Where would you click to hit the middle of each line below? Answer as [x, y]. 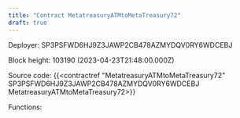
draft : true [28, 23]
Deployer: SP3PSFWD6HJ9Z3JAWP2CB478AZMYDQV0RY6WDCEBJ [120, 45]
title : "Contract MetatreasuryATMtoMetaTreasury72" [94, 15]
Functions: [25, 107]
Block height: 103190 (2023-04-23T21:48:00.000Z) [91, 60]
